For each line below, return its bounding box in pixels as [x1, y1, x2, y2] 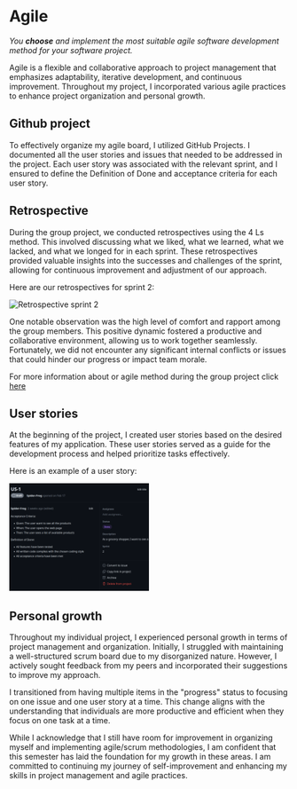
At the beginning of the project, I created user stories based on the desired [9, 430, 282, 440]
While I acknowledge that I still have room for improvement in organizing [9, 732, 273, 743]
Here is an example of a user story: [9, 466, 137, 477]
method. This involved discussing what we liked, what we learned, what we [9, 236, 285, 247]
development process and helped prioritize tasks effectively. [9, 448, 231, 459]
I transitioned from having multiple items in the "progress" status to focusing [9, 687, 288, 698]
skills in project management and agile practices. [9, 770, 188, 781]
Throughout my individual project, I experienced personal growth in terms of [9, 632, 288, 643]
